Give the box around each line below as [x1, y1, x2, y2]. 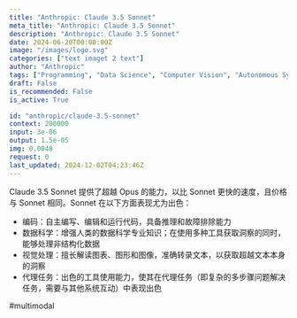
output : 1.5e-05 [9, 136, 69, 145]
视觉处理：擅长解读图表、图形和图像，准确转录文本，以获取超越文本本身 [21, 249, 286, 260]
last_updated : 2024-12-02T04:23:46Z [9, 160, 144, 169]
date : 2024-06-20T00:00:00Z [9, 37, 113, 47]
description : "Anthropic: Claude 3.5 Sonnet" [9, 29, 179, 38]
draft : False [9, 79, 57, 88]
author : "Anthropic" [9, 63, 86, 72]
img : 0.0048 [9, 144, 53, 153]
